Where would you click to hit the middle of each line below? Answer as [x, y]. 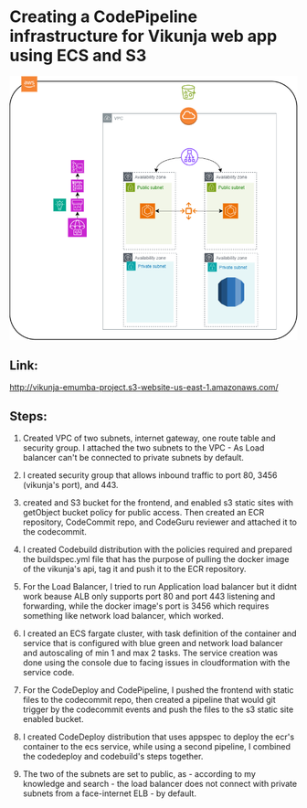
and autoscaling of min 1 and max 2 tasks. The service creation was [150, 653]
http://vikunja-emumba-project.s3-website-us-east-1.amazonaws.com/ [144, 388]
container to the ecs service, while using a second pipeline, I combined [156, 747]
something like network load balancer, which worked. [123, 616]
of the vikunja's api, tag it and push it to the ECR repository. [134, 569]
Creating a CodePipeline [104, 17]
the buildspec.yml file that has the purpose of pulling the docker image [156, 559]
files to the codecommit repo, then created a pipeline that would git [149, 700]
